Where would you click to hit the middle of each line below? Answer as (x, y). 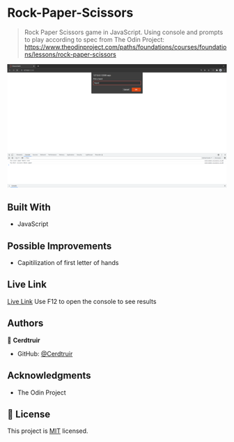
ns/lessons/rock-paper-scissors (70, 54)
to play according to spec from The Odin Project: (94, 39)
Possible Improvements (60, 246)
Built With (29, 207)
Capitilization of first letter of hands (68, 263)
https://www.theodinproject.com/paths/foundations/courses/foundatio (125, 47)
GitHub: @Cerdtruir (45, 353)
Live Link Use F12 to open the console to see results (82, 301)
